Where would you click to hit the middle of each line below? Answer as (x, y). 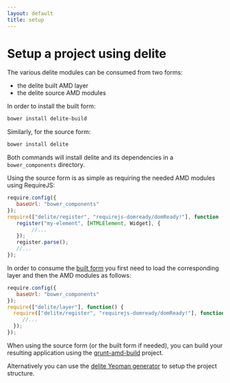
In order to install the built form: (51, 106)
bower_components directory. (46, 165)
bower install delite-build (47, 119)
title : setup (26, 20)
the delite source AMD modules (61, 93)
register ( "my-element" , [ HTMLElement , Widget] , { (88, 223)
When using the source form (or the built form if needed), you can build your (115, 345)
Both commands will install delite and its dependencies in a (90, 157)
